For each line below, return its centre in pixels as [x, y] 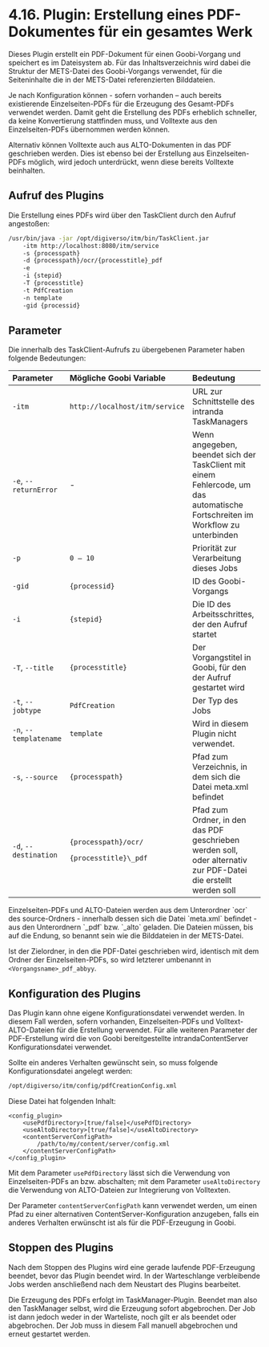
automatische [218, 505]
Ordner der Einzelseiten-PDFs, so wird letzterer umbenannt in [110, 960]
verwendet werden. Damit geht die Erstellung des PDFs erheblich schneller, [133, 112]
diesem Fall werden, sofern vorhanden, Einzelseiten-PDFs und [111, 1022]
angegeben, [215, 445]
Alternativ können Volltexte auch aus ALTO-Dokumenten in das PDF [120, 144]
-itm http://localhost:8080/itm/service [91, 246]
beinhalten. [27, 170]
